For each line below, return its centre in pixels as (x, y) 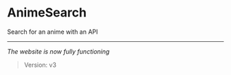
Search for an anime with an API (53, 32)
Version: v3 (40, 65)
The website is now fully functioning (58, 51)
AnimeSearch (47, 13)
